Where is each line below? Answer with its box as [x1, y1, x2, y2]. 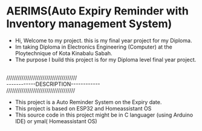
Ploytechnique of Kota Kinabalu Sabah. [15, 49, 113, 56]
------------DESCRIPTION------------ [6, 80, 101, 88]
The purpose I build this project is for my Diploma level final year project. [15, 56, 197, 63]
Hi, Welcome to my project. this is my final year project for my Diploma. [15, 37, 192, 44]
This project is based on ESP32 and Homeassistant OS [15, 105, 152, 112]
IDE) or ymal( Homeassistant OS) [15, 117, 98, 124]
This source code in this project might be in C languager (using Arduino [15, 111, 194, 118]
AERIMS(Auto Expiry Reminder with [6, 4, 189, 18]
